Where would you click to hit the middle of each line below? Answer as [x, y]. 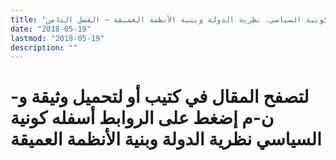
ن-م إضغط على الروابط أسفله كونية [142, 118]
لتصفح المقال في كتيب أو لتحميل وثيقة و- [160, 97]
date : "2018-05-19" [51, 29]
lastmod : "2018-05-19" [57, 38]
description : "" [44, 47]
